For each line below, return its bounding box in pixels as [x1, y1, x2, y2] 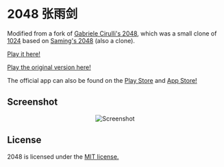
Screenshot [7, 97, 58, 108]
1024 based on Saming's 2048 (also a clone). [7, 36, 136, 44]
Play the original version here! [7, 63, 91, 71]
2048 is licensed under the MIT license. [7, 152, 119, 161]
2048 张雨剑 [7, 6, 78, 22]
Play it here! [7, 49, 41, 58]
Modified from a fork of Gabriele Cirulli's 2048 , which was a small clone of [7, 29, 217, 38]
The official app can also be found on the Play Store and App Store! [7, 76, 197, 84]
